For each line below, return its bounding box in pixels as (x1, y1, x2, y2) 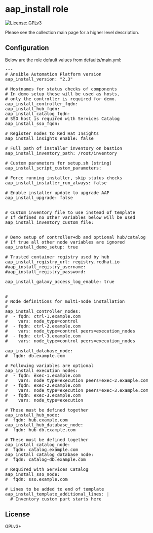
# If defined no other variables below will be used (5, 214, 136, 220)
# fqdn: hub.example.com (5, 417, 68, 423)
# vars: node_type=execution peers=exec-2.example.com (5, 377, 149, 383)
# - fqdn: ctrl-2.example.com (5, 323, 81, 329)
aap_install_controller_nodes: (5, 308, 81, 314)
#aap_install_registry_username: (5, 264, 86, 270)
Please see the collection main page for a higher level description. (5, 29, 140, 35)
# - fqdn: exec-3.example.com (5, 392, 81, 398)
